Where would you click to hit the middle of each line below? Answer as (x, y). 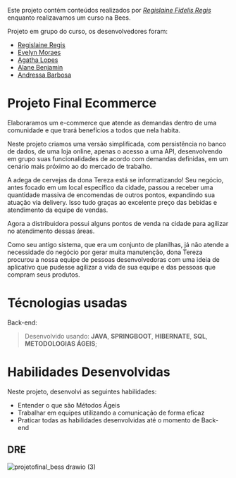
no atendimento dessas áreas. (51, 231)
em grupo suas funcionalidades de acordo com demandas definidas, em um (118, 158)
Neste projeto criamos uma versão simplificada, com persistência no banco (117, 144)
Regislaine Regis (41, 45)
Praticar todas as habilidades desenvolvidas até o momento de (108, 420)
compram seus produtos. (44, 275)
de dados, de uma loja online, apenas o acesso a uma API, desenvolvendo (115, 151)
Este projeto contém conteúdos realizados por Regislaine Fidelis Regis (109, 10)
